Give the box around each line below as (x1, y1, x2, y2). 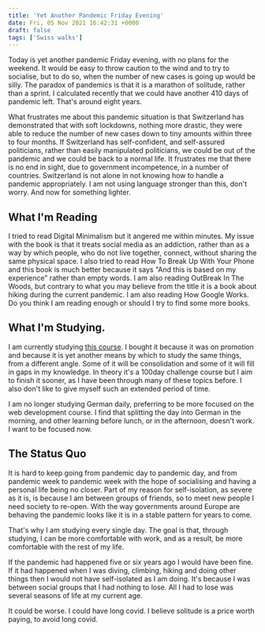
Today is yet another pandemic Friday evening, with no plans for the (8, 55, 230, 65)
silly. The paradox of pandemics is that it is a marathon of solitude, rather (8, 80, 246, 90)
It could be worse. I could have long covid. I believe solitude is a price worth (8, 606, 255, 615)
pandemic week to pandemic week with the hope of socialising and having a (8, 476, 256, 485)
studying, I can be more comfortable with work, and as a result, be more (8, 533, 243, 543)
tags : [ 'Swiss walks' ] (8, 33, 83, 42)
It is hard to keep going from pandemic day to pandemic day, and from (8, 468, 237, 478)
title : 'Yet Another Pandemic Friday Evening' (8, 11, 164, 20)
